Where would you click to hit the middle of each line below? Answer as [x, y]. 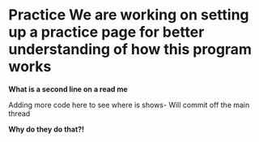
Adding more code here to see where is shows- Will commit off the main [129, 105]
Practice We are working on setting [129, 15]
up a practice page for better [106, 32]
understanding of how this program [130, 49]
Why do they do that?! [47, 129]
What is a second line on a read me [68, 89]
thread [19, 113]
